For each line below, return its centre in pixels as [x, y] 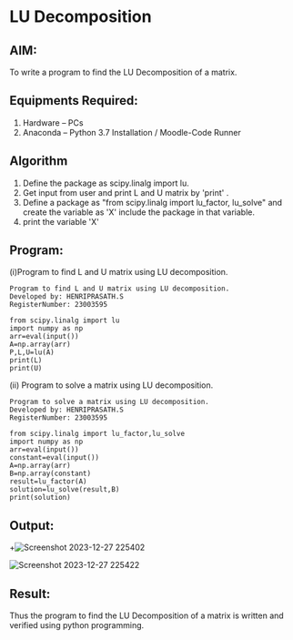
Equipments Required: [74, 101]
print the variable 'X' [61, 221]
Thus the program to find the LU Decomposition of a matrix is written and [146, 615]
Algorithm [39, 161]
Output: [32, 525]
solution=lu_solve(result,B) [65, 490]
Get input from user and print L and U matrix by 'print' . [126, 192]
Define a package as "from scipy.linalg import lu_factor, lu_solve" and [152, 202]
